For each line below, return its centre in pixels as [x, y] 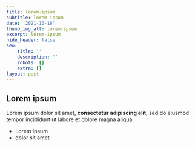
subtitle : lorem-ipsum [35, 18]
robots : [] [31, 62]
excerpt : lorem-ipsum [34, 35]
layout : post [23, 74]
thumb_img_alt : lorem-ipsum [42, 29]
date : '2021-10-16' [31, 23]
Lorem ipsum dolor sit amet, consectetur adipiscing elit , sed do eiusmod [98, 113]
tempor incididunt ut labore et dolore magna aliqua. [70, 119]
